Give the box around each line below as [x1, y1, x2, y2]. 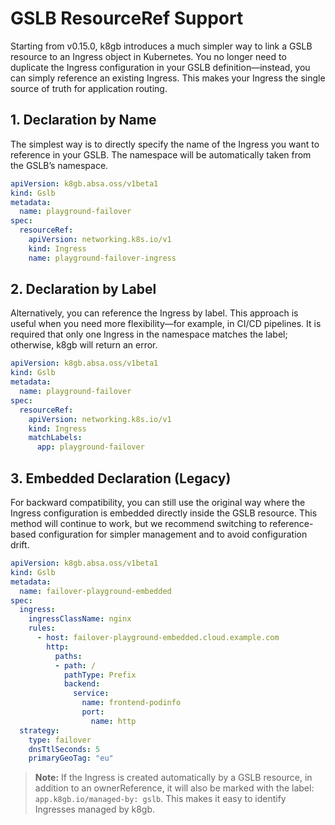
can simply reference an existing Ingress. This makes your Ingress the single [10, 72, 326, 84]
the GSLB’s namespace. [10, 159, 109, 171]
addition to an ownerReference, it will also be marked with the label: [34, 782, 315, 794]
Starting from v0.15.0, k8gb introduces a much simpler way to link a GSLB [10, 40, 313, 52]
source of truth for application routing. [10, 82, 168, 94]
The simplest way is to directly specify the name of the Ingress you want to [10, 138, 320, 150]
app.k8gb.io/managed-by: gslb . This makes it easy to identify [34, 793, 287, 805]
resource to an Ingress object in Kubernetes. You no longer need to [10, 50, 287, 62]
